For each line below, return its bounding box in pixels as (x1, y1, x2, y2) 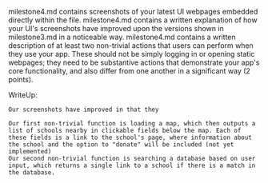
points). (8, 75, 34, 84)
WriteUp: (8, 90, 38, 99)
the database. (8, 169, 56, 177)
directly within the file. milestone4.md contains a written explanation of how (8, 15, 258, 25)
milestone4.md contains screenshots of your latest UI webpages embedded (8, 7, 258, 16)
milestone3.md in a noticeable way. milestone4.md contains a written (8, 32, 236, 42)
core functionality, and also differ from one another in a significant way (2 (8, 66, 250, 75)
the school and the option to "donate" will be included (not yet (8, 141, 234, 149)
